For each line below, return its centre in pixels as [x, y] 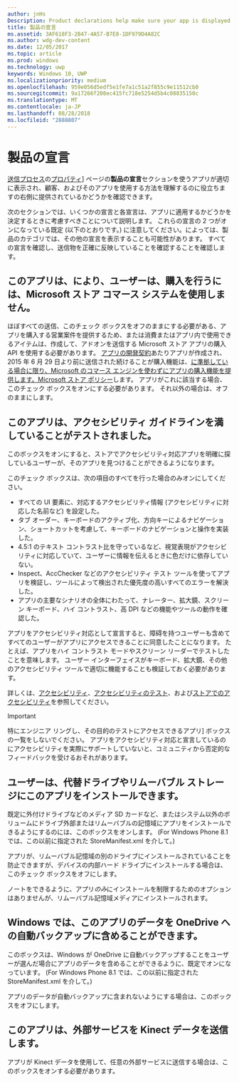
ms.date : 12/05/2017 [38, 47]
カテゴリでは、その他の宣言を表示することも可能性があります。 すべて [123, 238]
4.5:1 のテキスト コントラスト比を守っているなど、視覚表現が [107, 547]
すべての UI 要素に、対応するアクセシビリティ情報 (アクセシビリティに [120, 502]
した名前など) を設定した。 [63, 511]
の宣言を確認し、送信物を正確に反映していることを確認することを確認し [113, 247]
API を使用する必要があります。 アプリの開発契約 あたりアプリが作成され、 [117, 353]
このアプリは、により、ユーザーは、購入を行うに [115, 281]
